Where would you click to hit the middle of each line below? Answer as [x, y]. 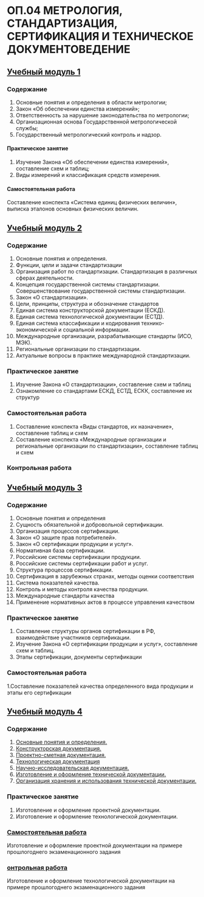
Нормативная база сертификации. [60, 550]
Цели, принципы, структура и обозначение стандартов [87, 303]
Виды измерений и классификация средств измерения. [88, 175]
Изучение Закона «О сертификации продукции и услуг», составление [107, 644]
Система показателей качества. [57, 583]
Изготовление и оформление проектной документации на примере [95, 845]
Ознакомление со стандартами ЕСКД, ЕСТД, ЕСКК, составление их [104, 391]
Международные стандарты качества [65, 596]
